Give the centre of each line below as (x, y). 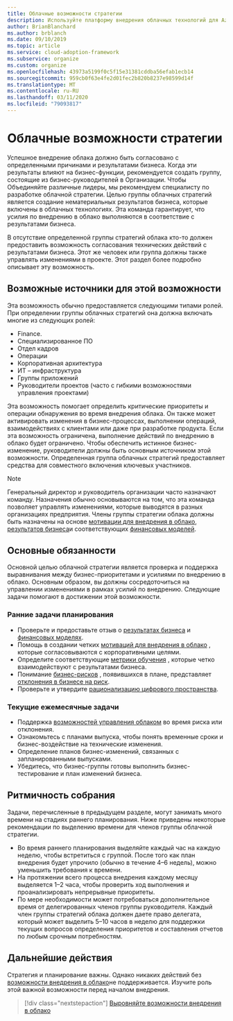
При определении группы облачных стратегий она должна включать (110, 312)
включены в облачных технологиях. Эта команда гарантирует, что (106, 209)
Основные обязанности (62, 551)
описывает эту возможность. (51, 267)
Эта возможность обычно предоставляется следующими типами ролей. (115, 305)
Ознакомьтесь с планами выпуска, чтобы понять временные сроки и (120, 737)
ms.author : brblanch (37, 33)
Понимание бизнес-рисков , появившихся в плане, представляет (114, 674)
